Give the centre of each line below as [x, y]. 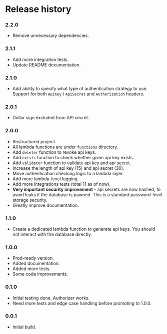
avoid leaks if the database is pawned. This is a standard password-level [87, 194]
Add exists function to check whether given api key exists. [73, 157]
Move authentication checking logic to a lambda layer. [68, 173]
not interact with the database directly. [52, 234]
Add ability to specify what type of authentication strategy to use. [80, 89]
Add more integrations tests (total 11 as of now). [61, 184]
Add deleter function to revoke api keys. [54, 152]
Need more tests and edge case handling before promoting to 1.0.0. [82, 303]
